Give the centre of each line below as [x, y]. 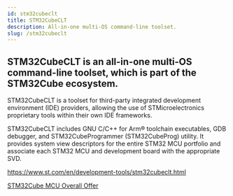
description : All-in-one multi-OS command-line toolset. [92, 27]
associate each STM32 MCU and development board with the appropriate [114, 151]
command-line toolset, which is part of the [102, 72]
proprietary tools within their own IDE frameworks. [80, 115]
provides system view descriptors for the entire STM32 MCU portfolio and [114, 143]
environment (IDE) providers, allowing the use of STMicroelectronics [106, 108]
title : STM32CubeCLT [37, 20]
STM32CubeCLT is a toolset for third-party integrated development [104, 100]
